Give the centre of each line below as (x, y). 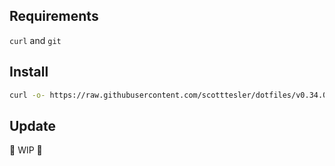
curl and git (35, 40)
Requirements (54, 16)
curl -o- (27, 95)
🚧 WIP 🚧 (26, 150)
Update (33, 125)
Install (29, 72)
